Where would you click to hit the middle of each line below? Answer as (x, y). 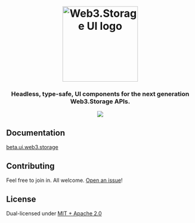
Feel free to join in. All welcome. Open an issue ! (64, 180)
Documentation (36, 133)
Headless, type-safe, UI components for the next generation (100, 94)
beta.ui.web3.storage (32, 147)
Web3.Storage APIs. (100, 101)
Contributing (30, 166)
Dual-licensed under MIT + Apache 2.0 (54, 213)
